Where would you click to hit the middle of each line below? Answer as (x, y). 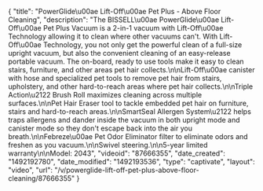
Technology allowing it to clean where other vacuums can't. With (113, 36)
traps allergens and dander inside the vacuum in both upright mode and (124, 120)
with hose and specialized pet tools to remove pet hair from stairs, (115, 78)
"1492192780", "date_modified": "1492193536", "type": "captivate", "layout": (131, 162)
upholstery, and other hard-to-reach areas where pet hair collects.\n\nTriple (131, 86)
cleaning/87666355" (42, 178)
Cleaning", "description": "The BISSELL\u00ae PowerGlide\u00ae (114, 20)
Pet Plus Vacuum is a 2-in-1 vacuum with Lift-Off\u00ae (133, 28)
